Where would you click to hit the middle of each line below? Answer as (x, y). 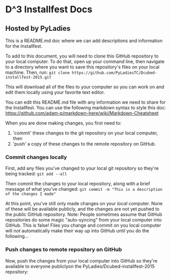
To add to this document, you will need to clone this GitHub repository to (82, 56)
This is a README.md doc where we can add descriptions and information (84, 41)
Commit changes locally (36, 157)
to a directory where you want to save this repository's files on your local (82, 67)
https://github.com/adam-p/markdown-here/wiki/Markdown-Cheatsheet (82, 113)
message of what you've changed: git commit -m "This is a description (84, 189)
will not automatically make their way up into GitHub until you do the (77, 231)
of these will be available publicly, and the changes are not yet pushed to (82, 209)
